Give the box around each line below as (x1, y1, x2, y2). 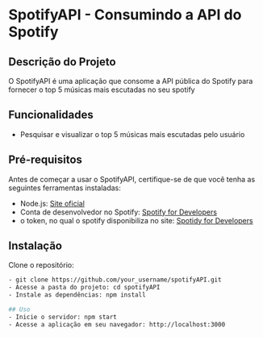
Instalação (8, 239, 63, 253)
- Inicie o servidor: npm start (8, 313, 117, 321)
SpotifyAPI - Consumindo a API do (8, 6, 242, 24)
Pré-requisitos (8, 153, 83, 167)
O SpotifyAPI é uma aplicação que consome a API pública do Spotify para (8, 77, 253, 85)
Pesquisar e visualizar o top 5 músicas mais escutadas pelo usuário (19, 129, 245, 139)
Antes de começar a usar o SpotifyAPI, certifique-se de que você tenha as (8, 174, 256, 184)
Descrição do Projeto (8, 55, 116, 69)
